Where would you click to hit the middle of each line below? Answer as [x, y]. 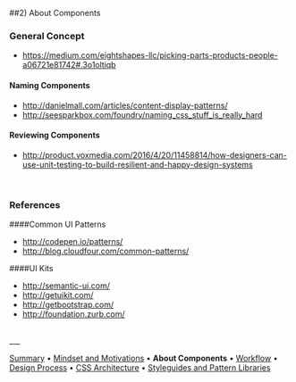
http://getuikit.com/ [58, 295]
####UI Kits [31, 268]
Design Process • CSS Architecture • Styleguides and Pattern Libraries [140, 368]
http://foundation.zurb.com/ [73, 314]
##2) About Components [55, 13]
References [35, 204]
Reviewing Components [55, 135]
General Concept [47, 36]
